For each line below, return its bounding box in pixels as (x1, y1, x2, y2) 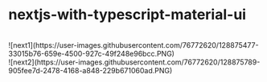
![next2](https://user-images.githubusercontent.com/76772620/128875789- (8, 57, 261, 67)
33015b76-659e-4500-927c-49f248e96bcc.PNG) (8, 49, 175, 58)
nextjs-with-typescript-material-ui (8, 6, 247, 24)
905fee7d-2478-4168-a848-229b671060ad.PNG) (8, 65, 173, 75)
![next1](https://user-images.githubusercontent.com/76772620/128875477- (8, 40, 259, 49)
